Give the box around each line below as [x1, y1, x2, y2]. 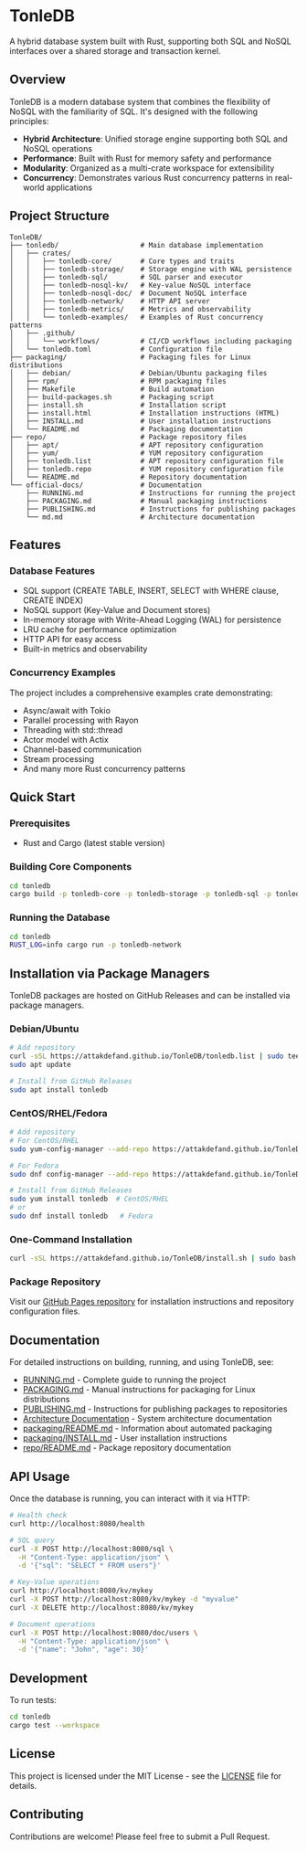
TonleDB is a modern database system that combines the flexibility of [9, 96, 271, 107]
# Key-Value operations [9, 1578, 101, 1587]
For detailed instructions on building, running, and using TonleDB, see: [9, 1357, 274, 1368]
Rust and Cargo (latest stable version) [22, 838, 166, 849]
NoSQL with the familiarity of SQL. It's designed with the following [9, 106, 259, 117]
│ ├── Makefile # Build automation [9, 385, 215, 394]
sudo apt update [9, 1061, 71, 1070]
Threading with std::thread [22, 724, 123, 735]
